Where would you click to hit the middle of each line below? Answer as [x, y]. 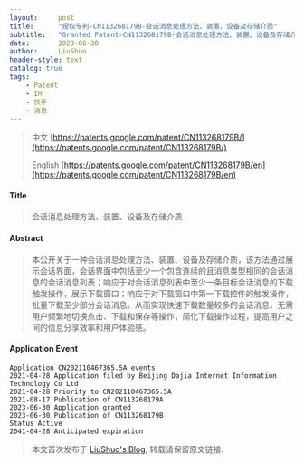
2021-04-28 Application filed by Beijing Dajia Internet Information [143, 376]
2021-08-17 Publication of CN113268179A [87, 400]
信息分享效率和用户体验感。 [99, 327]
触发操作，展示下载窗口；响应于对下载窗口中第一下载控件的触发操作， [162, 293]
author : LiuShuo [48, 52]
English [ [48, 165]
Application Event [44, 349]
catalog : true [36, 69]
